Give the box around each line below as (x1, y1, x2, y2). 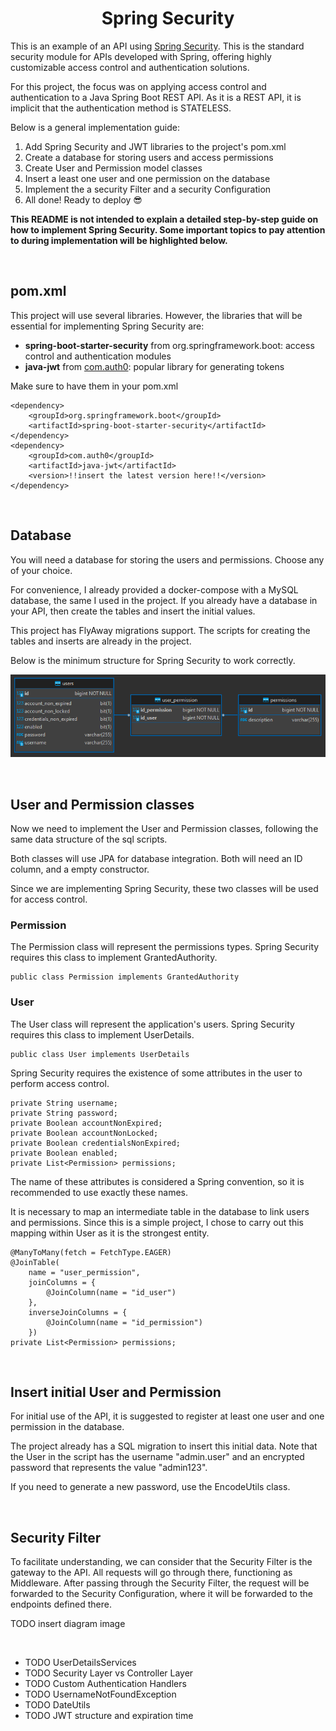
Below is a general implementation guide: (10, 121, 180, 133)
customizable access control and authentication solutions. (10, 61, 250, 73)
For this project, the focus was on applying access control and (10, 80, 267, 92)
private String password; (10, 1108, 118, 1118)
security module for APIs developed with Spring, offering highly (10, 50, 272, 62)
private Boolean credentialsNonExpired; (10, 1138, 182, 1148)
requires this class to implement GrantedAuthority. (10, 952, 218, 964)
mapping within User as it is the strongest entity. (10, 1227, 210, 1239)
